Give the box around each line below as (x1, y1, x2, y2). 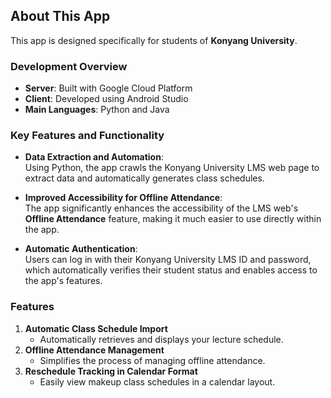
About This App (10, 8, 111, 25)
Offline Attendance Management (24, 344, 165, 356)
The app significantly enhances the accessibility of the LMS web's (24, 202, 299, 214)
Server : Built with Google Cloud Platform (24, 82, 193, 94)
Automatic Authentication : (24, 243, 138, 255)
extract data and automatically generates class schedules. (24, 172, 265, 184)
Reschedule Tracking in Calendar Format (24, 365, 198, 377)
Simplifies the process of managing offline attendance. (39, 354, 266, 366)
